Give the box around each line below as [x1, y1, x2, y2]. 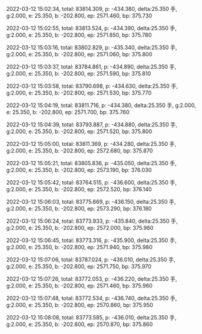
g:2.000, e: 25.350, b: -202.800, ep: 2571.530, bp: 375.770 [6, 90, 152, 96]
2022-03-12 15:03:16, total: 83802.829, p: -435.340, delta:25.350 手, [6, 44, 177, 51]
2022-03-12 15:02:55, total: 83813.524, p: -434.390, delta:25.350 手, [6, 25, 177, 31]
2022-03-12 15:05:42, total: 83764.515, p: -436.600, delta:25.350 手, [6, 179, 177, 186]
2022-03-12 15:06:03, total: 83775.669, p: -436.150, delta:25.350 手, [6, 198, 176, 205]
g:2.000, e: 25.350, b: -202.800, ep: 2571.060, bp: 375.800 [6, 51, 153, 57]
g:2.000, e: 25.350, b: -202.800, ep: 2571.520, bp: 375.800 [6, 128, 153, 135]
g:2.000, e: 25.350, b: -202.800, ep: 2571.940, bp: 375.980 [6, 244, 153, 250]
